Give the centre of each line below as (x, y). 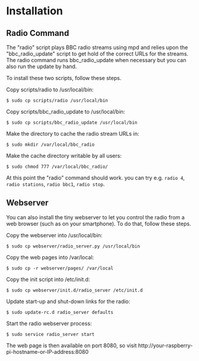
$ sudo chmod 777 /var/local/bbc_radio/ (57, 167)
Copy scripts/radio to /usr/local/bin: (50, 90)
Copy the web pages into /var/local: (50, 257)
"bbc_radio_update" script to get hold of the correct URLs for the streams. (97, 54)
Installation (35, 11)
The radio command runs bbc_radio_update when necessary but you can (96, 60)
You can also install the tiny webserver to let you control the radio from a (96, 217)
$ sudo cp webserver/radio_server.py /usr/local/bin (73, 246)
